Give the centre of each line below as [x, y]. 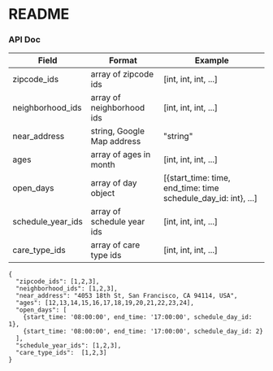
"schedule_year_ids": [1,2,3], [69, 346]
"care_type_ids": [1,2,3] [61, 353]
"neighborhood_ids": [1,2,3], [67, 289]
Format [123, 60]
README [39, 14]
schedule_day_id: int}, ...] [210, 199]
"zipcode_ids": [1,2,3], [58, 282]
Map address [116, 142]
